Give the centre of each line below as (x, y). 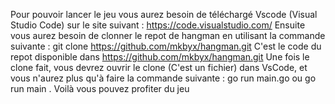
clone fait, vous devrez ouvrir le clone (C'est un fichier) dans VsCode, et (159, 67)
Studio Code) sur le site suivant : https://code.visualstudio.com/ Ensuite (158, 25)
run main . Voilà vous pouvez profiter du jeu (100, 88)
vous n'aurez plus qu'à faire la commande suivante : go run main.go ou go (163, 78)
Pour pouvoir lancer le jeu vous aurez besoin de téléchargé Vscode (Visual (164, 14)
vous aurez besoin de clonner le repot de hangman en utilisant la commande (168, 35)
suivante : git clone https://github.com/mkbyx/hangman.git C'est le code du (166, 46)
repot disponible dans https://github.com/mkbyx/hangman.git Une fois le (160, 57)
